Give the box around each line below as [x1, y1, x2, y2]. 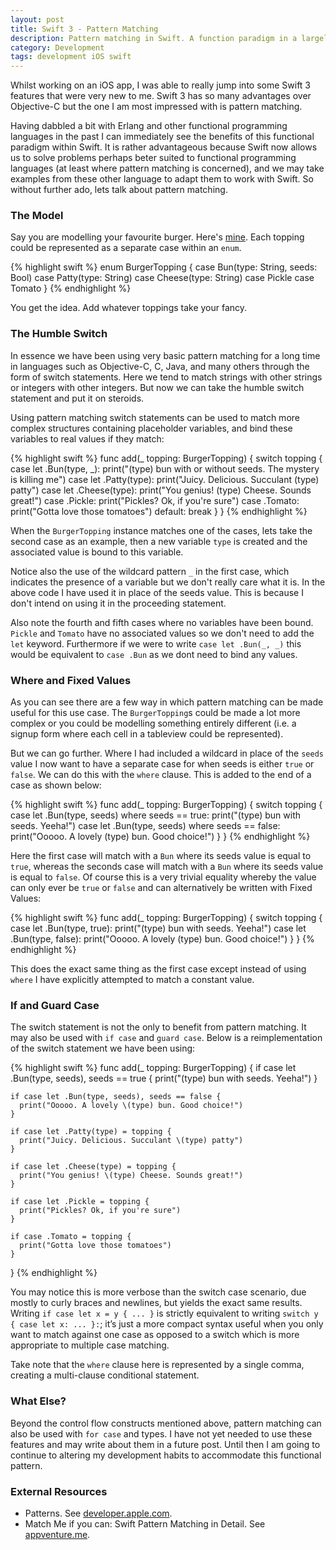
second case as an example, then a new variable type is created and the [10, 535, 308, 547]
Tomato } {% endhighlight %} [10, 282, 132, 295]
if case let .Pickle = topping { [10, 1197, 150, 1207]
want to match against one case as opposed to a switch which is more [10, 1329, 300, 1341]
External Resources [10, 1484, 108, 1498]
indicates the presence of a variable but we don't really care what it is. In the [10, 576, 326, 588]
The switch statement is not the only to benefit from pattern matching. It [10, 1021, 307, 1033]
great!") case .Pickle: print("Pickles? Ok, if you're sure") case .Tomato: [10, 494, 300, 506]
